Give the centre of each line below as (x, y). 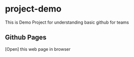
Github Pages (26, 37)
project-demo (33, 9)
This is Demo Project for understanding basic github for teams (67, 22)
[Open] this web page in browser (38, 49)
